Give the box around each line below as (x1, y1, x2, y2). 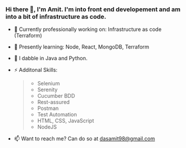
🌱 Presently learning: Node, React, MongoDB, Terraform (13, 43, 150, 50)
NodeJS (37, 123, 57, 130)
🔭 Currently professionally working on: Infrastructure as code (13, 26, 162, 33)
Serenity (37, 86, 58, 93)
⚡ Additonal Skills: (13, 67, 58, 74)
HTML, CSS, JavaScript (37, 117, 94, 125)
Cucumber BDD (37, 92, 75, 99)
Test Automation (37, 111, 77, 118)
